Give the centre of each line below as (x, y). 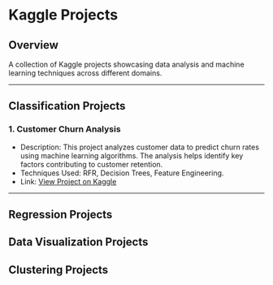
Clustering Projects (58, 270)
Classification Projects (67, 106)
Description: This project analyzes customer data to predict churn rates (140, 147)
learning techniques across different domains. (85, 73)
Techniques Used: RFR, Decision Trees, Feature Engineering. (122, 173)
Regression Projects (61, 215)
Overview (34, 45)
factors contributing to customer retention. (91, 164)
